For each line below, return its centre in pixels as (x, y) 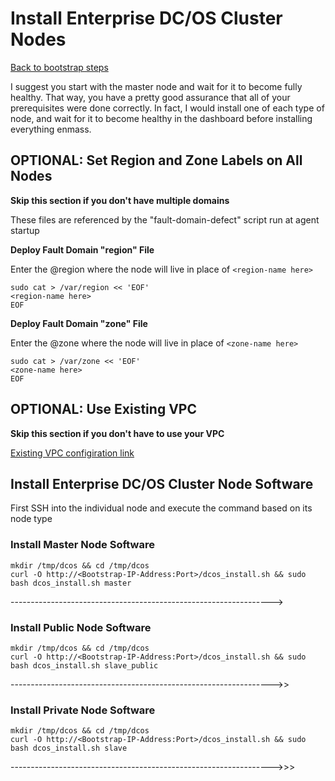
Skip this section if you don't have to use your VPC (117, 433)
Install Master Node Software (82, 545)
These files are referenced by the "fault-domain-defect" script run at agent (165, 219)
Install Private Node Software (83, 710)
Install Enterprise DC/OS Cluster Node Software (162, 483)
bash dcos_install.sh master (71, 583)
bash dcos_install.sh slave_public (84, 665)
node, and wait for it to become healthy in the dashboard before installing (161, 118)
